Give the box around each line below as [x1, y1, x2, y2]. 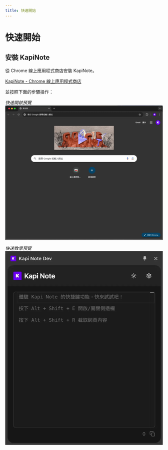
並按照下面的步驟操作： [5, 89, 53, 95]
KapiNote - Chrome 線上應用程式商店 [5, 78, 81, 84]
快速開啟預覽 [5, 99, 31, 105]
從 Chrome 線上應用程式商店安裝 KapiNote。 [5, 68, 97, 74]
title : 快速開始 [5, 8, 36, 13]
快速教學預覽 [5, 245, 31, 251]
